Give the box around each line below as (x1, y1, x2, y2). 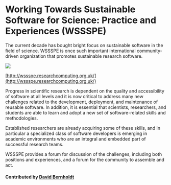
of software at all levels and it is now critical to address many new (5, 93, 144, 99)
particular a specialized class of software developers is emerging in (5, 130, 148, 136)
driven (5, 53, 19, 59)
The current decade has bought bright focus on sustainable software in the (5, 42, 163, 48)
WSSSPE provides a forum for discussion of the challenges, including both (5, 151, 162, 157)
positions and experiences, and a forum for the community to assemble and (5, 156, 165, 163)
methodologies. (5, 115, 38, 121)
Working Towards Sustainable (5, 4, 136, 15)
